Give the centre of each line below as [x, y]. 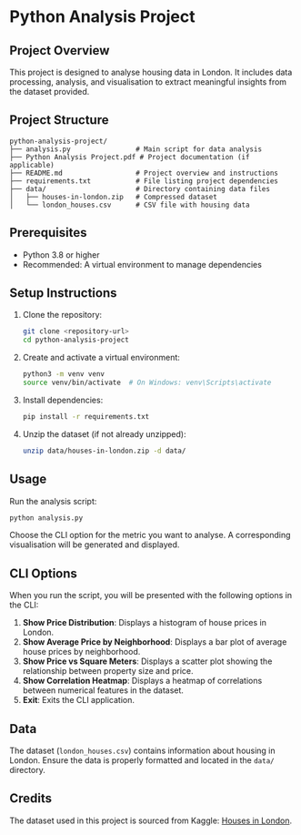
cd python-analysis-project [75, 340]
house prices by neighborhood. [81, 652]
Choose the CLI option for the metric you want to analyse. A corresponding [150, 535]
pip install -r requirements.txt [86, 416]
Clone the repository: [62, 315]
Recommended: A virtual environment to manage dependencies [142, 264]
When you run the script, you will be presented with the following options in [151, 596]
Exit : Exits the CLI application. [78, 700]
